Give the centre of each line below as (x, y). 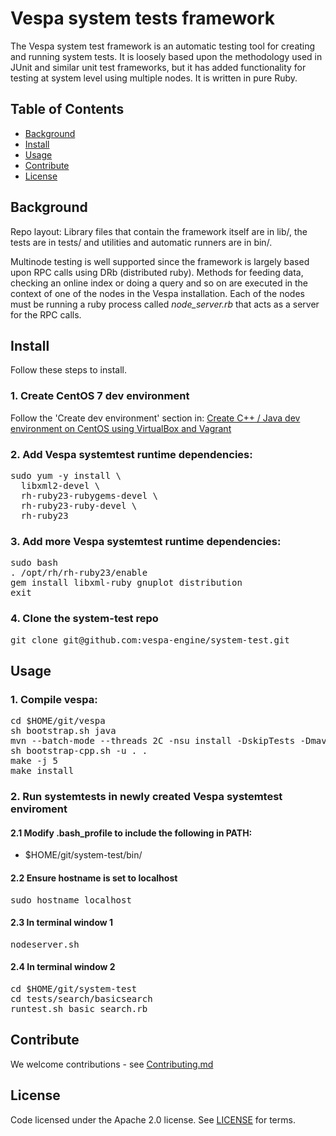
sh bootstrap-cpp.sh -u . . (79, 751)
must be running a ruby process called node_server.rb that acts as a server (165, 304)
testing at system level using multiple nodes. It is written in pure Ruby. (154, 78)
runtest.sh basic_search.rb (79, 1008)
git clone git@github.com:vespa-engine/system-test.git (150, 640)
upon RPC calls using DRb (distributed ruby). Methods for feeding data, (157, 272)
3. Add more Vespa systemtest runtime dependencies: (146, 541)
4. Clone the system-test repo (84, 619)
